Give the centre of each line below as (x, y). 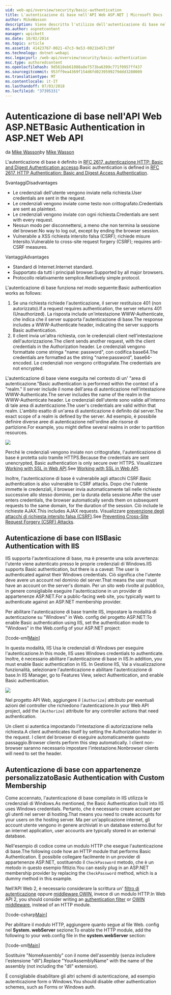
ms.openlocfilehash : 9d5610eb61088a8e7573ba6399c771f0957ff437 (74, 67)
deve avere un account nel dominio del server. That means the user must (81, 580)
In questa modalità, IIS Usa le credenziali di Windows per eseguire (75, 648)
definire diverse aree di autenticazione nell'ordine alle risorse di (72, 422)
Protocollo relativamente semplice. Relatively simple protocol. (77, 278)
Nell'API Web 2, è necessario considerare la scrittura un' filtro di (72, 889)
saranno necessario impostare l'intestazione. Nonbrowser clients (91, 748)
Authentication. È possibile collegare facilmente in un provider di (73, 857)
